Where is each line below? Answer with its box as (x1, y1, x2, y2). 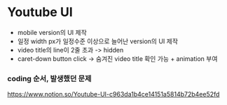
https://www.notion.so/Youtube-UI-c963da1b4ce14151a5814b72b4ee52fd (7, 90, 220, 99)
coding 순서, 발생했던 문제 (7, 73, 92, 83)
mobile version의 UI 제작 (17, 28, 88, 36)
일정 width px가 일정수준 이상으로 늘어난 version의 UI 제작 (17, 36, 179, 45)
